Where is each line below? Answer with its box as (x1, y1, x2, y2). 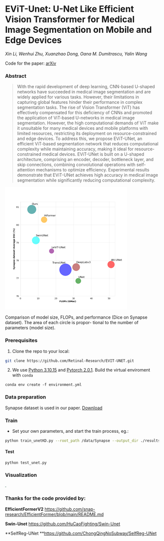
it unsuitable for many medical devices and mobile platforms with (17, 125, 148, 131)
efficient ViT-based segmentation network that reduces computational (17, 141, 159, 147)
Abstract (5, 72, 27, 79)
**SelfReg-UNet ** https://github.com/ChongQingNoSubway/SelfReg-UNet (5, 530, 157, 536)
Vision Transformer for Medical (5, 14, 135, 25)
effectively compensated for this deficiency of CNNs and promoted (17, 110, 152, 116)
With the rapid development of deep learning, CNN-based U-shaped (17, 84, 155, 90)
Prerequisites (5, 337, 38, 344)
